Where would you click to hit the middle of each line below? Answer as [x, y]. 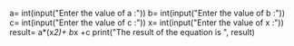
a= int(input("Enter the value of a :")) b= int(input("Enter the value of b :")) [147, 13]
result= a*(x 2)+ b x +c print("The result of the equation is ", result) [132, 32]
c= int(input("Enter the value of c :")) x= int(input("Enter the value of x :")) [147, 23]
